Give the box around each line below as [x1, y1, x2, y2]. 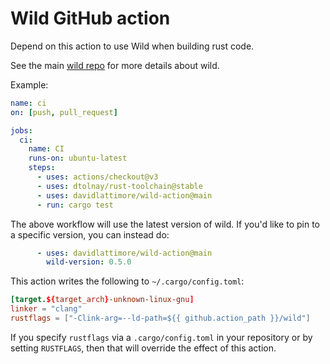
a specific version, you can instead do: [10, 228, 170, 241]
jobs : [10, 125, 33, 136]
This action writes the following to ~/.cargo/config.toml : [10, 275, 245, 287]
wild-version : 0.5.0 [46, 257, 132, 267]
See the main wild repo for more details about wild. [10, 59, 220, 71]
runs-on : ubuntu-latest [28, 153, 128, 164]
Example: [10, 78, 49, 91]
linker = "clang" [10, 304, 83, 314]
